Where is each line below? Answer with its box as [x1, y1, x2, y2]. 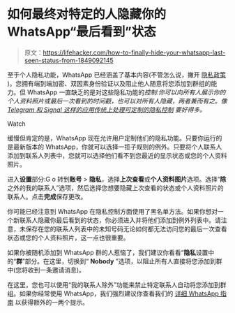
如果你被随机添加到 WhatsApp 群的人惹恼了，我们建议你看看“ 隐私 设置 [7, 248, 209, 256]
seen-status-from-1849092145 [24, 56, 114, 64]
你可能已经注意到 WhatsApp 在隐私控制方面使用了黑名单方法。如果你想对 [7, 207, 218, 215]
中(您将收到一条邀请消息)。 [7, 265, 86, 274]
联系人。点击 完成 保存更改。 [7, 192, 87, 201]
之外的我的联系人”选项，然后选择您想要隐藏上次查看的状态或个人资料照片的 [7, 183, 225, 192]
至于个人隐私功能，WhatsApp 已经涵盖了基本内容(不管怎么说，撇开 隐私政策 [7, 71, 227, 79]
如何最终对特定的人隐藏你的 [7, 6, 167, 22]
